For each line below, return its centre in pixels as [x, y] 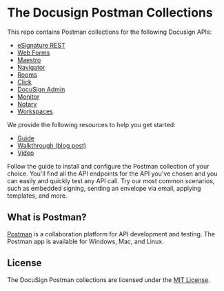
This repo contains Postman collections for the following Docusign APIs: [110, 32]
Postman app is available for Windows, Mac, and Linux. [85, 241]
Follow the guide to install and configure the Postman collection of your [108, 166]
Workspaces [35, 111]
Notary [27, 104]
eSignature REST [41, 45]
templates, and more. [37, 196]
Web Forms [33, 53]
